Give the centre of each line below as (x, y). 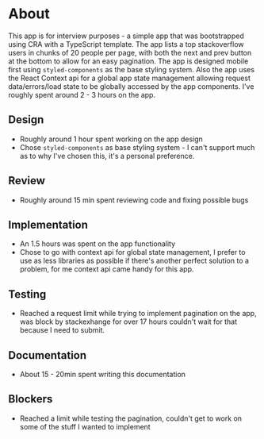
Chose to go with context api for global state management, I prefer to (132, 252)
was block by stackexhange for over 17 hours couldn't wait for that (128, 322)
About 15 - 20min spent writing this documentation (103, 374)
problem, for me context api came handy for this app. (107, 269)
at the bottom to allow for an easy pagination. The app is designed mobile (128, 61)
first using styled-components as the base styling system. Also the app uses (132, 69)
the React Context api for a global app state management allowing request (130, 78)
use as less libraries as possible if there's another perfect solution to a (134, 261)
